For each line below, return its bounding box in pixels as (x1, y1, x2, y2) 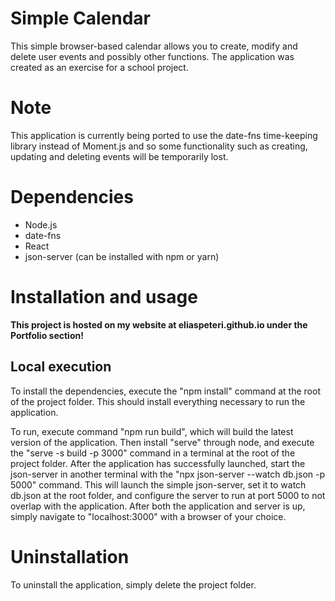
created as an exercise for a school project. (10, 61, 189, 73)
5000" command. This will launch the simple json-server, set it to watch (10, 478, 307, 491)
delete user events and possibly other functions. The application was (10, 50, 295, 62)
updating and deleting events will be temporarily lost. (10, 150, 229, 162)
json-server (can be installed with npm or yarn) (24, 250, 220, 262)
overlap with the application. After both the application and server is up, (10, 500, 306, 512)
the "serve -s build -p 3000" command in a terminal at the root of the (10, 447, 296, 459)
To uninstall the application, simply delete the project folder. (10, 578, 257, 591)
